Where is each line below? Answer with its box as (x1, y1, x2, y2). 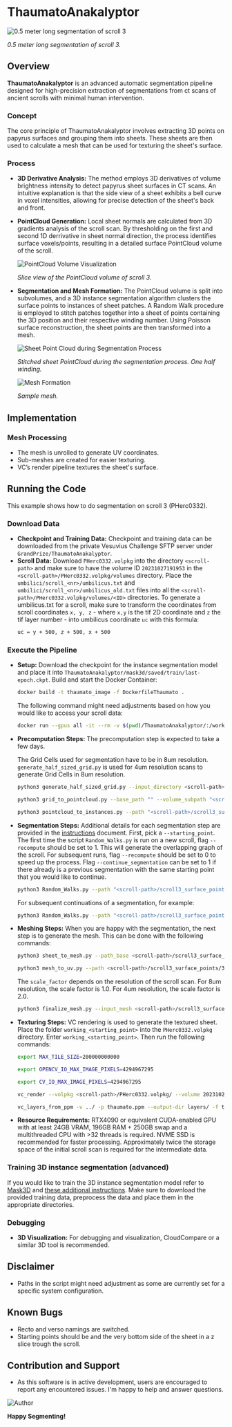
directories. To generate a (127, 593, 201, 602)
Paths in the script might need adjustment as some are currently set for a (17, 1279, 225, 1287)
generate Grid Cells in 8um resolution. (17, 770, 126, 779)
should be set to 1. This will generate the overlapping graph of (47, 843, 223, 851)
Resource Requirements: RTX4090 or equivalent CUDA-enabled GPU (17, 1116, 217, 1125)
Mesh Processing (7, 433, 67, 442)
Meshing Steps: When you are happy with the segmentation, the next (17, 925, 216, 933)
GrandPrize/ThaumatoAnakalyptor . (17, 549, 113, 558)
